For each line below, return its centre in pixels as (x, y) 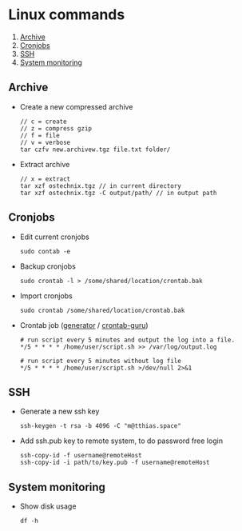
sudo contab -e (45, 251)
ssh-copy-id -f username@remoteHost (81, 456)
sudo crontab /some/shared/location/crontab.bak (102, 310)
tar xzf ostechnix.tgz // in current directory (100, 186)
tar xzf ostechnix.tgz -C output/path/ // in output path (118, 193)
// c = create (43, 122)
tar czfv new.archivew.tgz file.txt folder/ (95, 150)
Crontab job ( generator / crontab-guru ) (84, 325)
